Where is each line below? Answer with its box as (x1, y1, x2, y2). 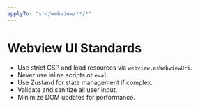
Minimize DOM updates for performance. (17, 93, 136, 101)
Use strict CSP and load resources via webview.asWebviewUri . (17, 63, 193, 72)
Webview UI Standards (7, 40, 142, 56)
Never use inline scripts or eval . (17, 70, 109, 79)
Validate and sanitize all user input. (17, 85, 118, 94)
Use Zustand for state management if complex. (17, 78, 153, 86)
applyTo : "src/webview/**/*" (7, 10, 92, 17)
